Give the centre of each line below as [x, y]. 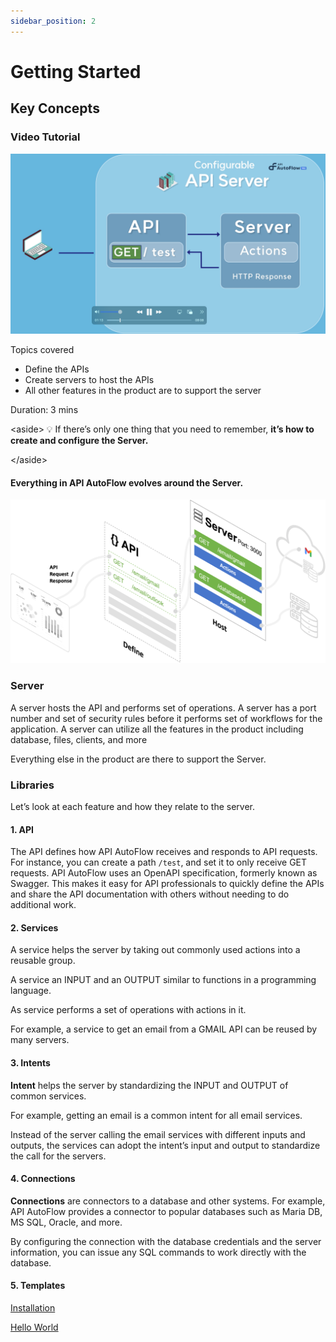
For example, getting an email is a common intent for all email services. [156, 1115]
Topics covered [42, 349]
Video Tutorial [45, 137]
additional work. [43, 905]
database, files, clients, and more [79, 739]
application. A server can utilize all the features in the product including [157, 729]
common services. [48, 1096]
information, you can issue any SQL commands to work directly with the [158, 1252]
